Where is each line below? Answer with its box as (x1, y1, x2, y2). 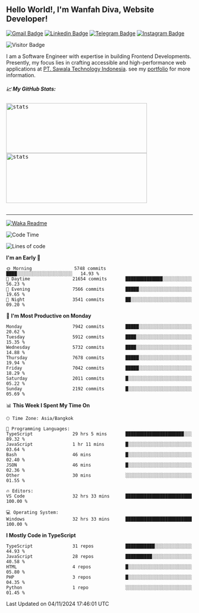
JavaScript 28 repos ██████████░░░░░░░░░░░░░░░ (6, 553, 192, 559)
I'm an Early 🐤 (6, 254, 41, 261)
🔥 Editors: (6, 488, 34, 494)
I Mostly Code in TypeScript (6, 531, 76, 538)
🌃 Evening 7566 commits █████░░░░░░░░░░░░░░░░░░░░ (6, 286, 192, 292)
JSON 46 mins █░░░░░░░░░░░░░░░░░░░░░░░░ (6, 462, 192, 468)
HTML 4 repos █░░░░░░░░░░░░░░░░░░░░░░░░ (6, 564, 192, 570)
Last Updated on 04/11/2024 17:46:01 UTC (6, 600, 110, 607)
